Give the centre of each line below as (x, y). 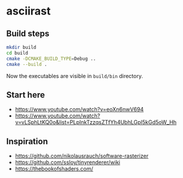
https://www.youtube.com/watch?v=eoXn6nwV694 (79, 110)
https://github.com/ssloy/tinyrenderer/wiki (68, 162)
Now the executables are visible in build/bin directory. (75, 76)
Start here (26, 95)
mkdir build (21, 47)
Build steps (28, 34)
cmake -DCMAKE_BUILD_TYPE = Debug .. (51, 59)
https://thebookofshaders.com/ (54, 169)
